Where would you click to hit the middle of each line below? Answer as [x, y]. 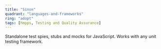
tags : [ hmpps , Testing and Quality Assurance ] [53, 23]
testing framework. [24, 42]
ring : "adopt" [19, 18]
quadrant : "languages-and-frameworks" [44, 14]
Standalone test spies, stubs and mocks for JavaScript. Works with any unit [81, 37]
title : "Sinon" [20, 9]
